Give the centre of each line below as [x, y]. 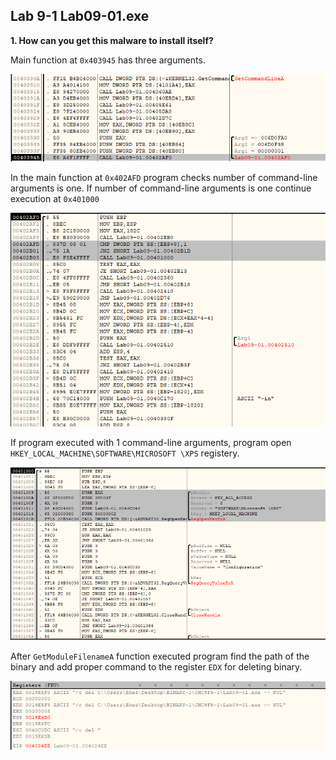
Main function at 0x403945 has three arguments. [108, 60]
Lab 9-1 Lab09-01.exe [80, 16]
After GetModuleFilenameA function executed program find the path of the [160, 656]
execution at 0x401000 [55, 199]
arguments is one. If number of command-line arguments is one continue [161, 188]
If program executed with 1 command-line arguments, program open [151, 443]
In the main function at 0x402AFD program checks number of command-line [164, 178]
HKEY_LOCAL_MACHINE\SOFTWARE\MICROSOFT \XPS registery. [125, 453]
